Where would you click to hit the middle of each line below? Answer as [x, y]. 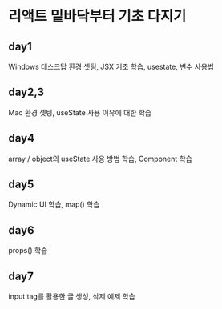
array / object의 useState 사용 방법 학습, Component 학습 [100, 159]
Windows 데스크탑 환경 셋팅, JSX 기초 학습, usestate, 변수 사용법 [111, 66]
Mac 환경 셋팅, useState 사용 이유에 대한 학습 [80, 112]
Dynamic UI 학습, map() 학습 [54, 204]
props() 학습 [28, 251]
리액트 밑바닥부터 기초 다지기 [97, 16]
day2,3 [26, 92]
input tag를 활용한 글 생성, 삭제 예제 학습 [72, 296]
